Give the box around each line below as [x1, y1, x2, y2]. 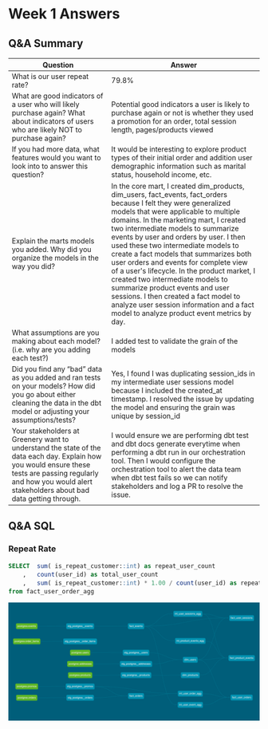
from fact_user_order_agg [8, 588, 94, 596]
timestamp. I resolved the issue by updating [111, 394, 254, 404]
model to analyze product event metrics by [111, 308, 252, 317]
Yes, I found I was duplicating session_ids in [111, 368, 255, 378]
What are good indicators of [11, 91, 104, 100]
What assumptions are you [11, 328, 100, 337]
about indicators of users [11, 116, 94, 126]
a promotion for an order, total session [111, 116, 237, 126]
